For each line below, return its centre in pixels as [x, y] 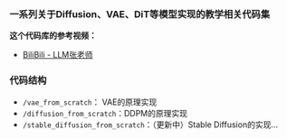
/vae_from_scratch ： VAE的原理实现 [90, 102]
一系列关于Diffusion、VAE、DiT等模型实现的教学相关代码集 [140, 14]
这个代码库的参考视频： [53, 36]
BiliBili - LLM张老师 [57, 55]
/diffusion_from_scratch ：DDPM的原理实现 [105, 113]
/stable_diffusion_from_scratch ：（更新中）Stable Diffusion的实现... [150, 125]
